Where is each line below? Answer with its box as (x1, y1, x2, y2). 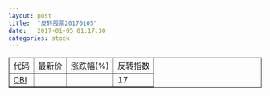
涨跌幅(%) (71, 61, 110, 72)
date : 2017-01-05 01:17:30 (8, 26, 106, 34)
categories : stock (8, 34, 70, 42)
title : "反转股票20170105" (8, 19, 98, 27)
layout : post (8, 11, 52, 20)
